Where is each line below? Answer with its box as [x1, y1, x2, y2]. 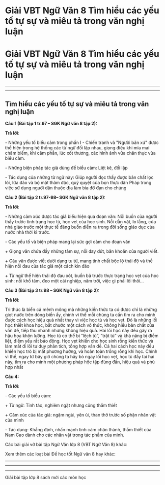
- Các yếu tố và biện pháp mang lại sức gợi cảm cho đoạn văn [5, 239, 131, 244]
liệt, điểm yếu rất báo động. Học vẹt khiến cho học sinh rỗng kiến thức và [5, 338, 154, 344]
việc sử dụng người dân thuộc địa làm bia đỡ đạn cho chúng [5, 185, 127, 191]
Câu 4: [5, 374, 19, 380]
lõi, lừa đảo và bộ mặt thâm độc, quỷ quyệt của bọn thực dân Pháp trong [5, 179, 152, 185]
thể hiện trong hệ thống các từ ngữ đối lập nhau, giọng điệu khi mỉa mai [5, 144, 150, 150]
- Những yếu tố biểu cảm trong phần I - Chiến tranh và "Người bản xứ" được [5, 139, 159, 145]
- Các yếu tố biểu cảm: [5, 392, 52, 399]
